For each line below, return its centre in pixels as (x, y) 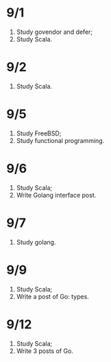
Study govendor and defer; (54, 32)
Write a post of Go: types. (53, 296)
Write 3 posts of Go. (45, 351)
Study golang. (36, 242)
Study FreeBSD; (39, 133)
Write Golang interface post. (56, 195)
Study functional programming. (60, 140)
